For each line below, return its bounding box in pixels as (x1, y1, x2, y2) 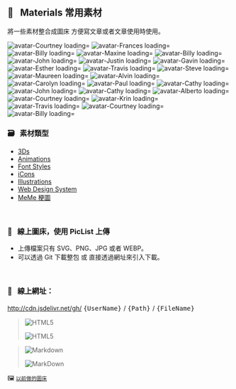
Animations (17, 155, 51, 164)
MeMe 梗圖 (17, 193, 51, 202)
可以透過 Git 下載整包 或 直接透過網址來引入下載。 (17, 253, 164, 262)
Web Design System (17, 185, 77, 193)
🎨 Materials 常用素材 (7, 6, 103, 19)
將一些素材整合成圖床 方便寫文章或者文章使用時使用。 (7, 27, 164, 36)
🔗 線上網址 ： (7, 287, 55, 297)
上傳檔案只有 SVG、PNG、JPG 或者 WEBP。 (17, 244, 147, 252)
